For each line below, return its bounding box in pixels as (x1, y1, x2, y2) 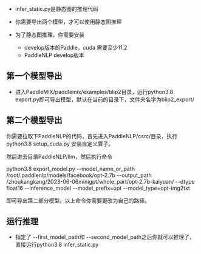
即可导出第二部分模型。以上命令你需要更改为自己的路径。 (6, 196, 150, 204)
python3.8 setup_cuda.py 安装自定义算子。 (6, 140, 114, 147)
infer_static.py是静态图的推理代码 (15, 5, 99, 12)
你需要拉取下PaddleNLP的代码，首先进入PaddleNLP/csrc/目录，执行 (6, 132, 178, 139)
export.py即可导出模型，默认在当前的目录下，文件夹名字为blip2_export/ (15, 96, 194, 103)
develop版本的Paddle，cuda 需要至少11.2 (24, 44, 128, 51)
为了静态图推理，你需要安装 (15, 31, 85, 38)
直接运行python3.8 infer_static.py (15, 241, 99, 249)
